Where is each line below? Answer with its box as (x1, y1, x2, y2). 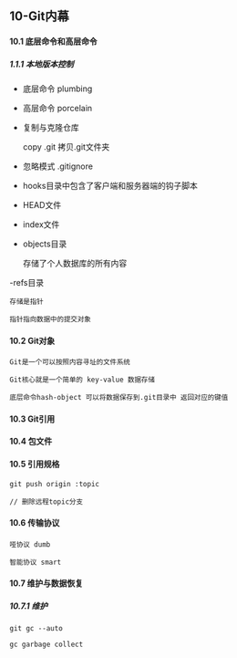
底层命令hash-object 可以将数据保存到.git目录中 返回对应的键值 (9, 393, 229, 402)
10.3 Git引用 (9, 413, 56, 424)
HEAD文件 (22, 199, 62, 210)
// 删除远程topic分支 (9, 496, 84, 507)
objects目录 (22, 238, 67, 249)
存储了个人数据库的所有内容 (22, 257, 128, 268)
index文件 (22, 218, 60, 230)
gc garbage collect (9, 640, 84, 650)
